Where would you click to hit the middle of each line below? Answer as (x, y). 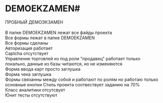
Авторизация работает (29, 48)
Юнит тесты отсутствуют (31, 95)
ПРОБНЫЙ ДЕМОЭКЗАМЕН (34, 22)
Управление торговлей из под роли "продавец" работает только (73, 58)
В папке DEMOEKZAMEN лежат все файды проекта (59, 32)
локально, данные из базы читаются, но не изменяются (64, 64)
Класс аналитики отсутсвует (35, 90)
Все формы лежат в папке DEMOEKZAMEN (50, 38)
